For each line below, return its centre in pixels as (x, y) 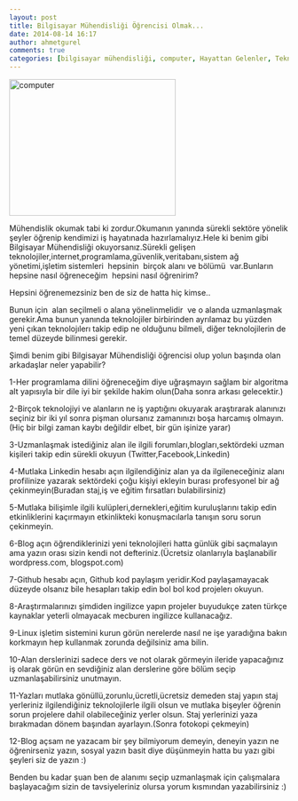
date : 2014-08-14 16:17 (53, 34)
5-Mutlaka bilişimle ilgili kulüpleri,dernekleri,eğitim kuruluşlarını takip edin (143, 508)
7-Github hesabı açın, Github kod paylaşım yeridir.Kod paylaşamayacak (139, 579)
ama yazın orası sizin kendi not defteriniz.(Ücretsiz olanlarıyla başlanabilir (143, 553)
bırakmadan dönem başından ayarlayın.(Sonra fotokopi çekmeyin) (129, 724)
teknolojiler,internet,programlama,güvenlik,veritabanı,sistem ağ (124, 257)
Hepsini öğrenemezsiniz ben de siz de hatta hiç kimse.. (110, 293)
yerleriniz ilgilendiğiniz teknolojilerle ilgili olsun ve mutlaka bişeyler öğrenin (145, 705)
